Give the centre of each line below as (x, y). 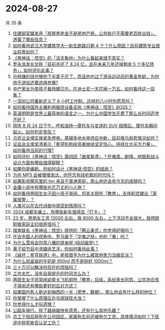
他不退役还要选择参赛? (35, 82)
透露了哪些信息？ (30, 39)
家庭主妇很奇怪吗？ (41, 224)
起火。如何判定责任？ (34, 132)
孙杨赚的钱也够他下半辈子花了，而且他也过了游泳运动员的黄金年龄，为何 (86, 76)
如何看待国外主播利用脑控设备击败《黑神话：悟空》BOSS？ (72, 107)
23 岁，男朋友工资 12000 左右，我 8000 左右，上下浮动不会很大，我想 (84, 218)
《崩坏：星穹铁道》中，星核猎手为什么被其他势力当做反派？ (73, 255)
